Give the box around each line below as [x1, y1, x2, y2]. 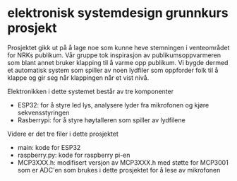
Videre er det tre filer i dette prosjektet [7, 129, 119, 138]
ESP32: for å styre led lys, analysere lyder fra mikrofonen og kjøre [17, 100, 209, 109]
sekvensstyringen [17, 108, 70, 117]
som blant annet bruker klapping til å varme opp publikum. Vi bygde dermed [7, 58, 229, 66]
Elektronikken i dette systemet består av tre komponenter [7, 87, 174, 95]
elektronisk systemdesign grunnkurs [7, 5, 229, 21]
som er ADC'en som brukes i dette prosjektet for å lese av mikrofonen [17, 165, 221, 174]
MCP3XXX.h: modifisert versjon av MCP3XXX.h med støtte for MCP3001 [17, 158, 229, 167]
